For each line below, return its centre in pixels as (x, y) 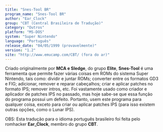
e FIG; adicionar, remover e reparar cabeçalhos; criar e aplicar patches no (79, 84)
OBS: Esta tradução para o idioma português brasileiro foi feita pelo (72, 119)
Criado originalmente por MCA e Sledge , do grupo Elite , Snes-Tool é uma (79, 68)
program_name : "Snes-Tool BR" (36, 14)
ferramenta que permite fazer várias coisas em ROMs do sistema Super (77, 74)
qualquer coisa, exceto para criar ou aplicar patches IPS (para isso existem (80, 104)
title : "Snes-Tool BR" (28, 9)
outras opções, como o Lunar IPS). (40, 110)
